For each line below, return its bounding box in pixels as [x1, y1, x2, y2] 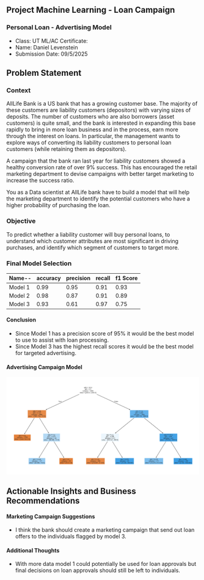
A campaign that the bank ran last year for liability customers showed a [6, 157, 186, 164]
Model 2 [9, 292, 31, 299]
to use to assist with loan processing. [15, 336, 109, 343]
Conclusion [6, 316, 37, 323]
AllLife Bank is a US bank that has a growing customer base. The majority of [6, 100, 198, 108]
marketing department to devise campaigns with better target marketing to [6, 171, 194, 178]
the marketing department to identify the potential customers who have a [6, 195, 191, 202]
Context [6, 86, 31, 94]
